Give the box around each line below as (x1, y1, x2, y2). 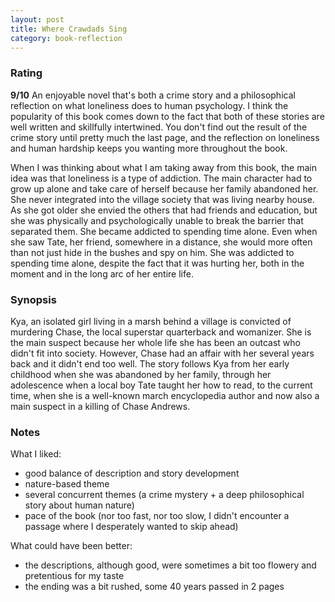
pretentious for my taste (24, 570, 125, 582)
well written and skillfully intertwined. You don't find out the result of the (10, 121, 308, 133)
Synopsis (10, 292, 57, 306)
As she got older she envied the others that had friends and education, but (10, 204, 318, 216)
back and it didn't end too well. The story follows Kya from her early (10, 357, 290, 370)
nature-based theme (24, 478, 110, 490)
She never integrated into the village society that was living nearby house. (10, 193, 315, 205)
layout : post (10, 14, 65, 25)
